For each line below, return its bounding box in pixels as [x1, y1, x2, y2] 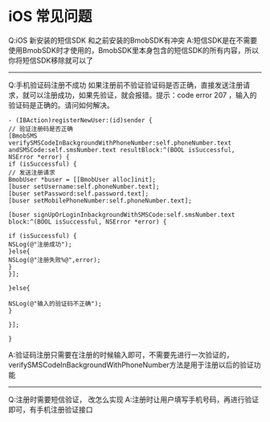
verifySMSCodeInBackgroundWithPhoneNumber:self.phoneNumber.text [8, 138, 231, 147]
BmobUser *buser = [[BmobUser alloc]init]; [8, 175, 157, 183]
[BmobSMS [8, 132, 38, 140]
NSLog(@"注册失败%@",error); [8, 256, 101, 264]
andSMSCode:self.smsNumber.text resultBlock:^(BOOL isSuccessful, [8, 145, 235, 154]
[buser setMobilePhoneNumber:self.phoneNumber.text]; [8, 196, 193, 205]
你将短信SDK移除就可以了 [8, 55, 94, 65]
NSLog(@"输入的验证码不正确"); [8, 299, 102, 308]
